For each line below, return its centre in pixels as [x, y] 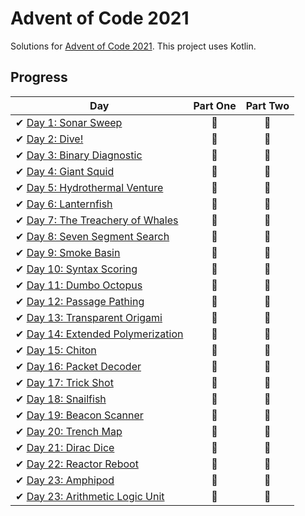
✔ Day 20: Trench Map [69, 431]
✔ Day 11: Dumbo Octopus [79, 285]
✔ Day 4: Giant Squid [65, 171]
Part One [215, 105]
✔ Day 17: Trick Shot [64, 382]
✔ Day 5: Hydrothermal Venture [89, 187]
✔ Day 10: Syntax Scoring [76, 269]
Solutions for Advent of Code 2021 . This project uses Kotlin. [133, 46]
